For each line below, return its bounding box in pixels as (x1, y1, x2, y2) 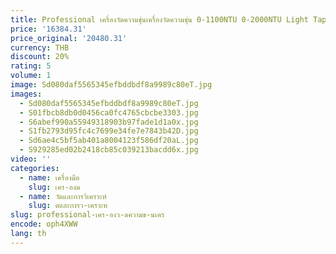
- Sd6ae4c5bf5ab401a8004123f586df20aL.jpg (19, 136, 199, 146)
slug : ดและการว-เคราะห (28, 201, 108, 211)
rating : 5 (10, 61, 52, 71)
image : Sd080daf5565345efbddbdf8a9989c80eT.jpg (10, 80, 213, 90)
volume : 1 (10, 71, 52, 81)
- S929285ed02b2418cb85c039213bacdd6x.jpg (19, 145, 199, 155)
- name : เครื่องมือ (19, 172, 80, 183)
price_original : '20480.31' (10, 33, 128, 43)
